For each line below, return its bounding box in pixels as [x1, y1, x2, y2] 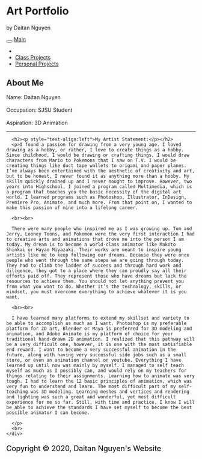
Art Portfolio [6, 4, 69, 18]
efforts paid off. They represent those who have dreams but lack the [6, 273, 187, 279]
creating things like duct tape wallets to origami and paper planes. [6, 163, 187, 169]
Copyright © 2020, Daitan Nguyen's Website [6, 443, 161, 453]
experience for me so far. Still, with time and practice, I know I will [6, 400, 195, 406]
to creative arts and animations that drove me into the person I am [6, 236, 185, 243]
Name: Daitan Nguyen [6, 94, 61, 101]
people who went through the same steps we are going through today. [6, 257, 185, 264]
